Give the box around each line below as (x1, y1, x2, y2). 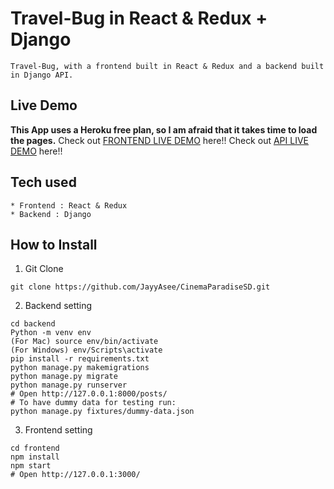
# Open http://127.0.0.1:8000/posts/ (10, 389, 168, 399)
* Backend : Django (10, 209, 92, 219)
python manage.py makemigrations (10, 363, 150, 373)
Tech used (10, 174, 77, 191)
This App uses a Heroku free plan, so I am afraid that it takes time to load (10, 123, 318, 136)
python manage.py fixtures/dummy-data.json (10, 407, 195, 417)
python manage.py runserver (10, 380, 128, 391)
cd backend (10, 319, 56, 329)
